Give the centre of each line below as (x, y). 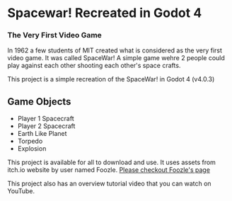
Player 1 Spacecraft (46, 119)
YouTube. (21, 191)
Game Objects (39, 102)
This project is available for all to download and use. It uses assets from (111, 162)
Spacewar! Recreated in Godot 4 (105, 13)
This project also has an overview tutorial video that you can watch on (109, 184)
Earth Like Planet (42, 134)
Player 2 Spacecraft (46, 126)
